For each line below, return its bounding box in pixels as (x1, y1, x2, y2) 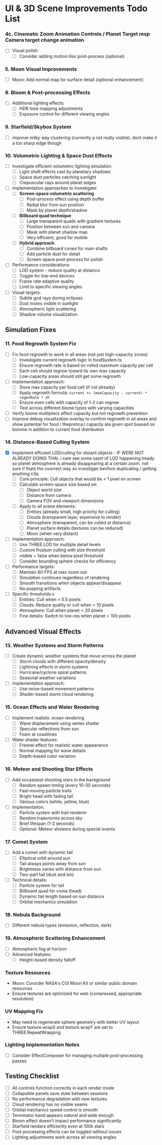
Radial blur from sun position (26, 202, 84, 207)
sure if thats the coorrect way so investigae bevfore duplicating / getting (12, 465, 157, 471)
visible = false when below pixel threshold (19, 552, 103, 559)
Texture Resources (5, 969, 51, 976)
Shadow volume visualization (19, 311, 78, 317)
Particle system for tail (19, 882, 65, 888)
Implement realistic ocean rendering (12, 715, 85, 720)
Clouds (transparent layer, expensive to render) (26, 514, 121, 520)
